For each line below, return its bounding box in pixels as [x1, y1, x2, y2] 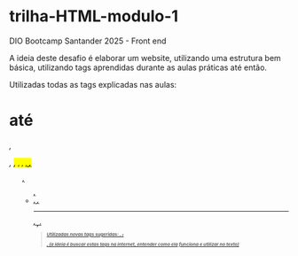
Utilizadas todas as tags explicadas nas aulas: [9, 79, 177, 89]
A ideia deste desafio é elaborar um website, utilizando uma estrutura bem [9, 52, 281, 63]
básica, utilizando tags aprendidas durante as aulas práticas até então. [9, 62, 268, 73]
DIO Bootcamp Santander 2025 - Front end [9, 35, 167, 46]
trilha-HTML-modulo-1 [9, 6, 179, 27]
